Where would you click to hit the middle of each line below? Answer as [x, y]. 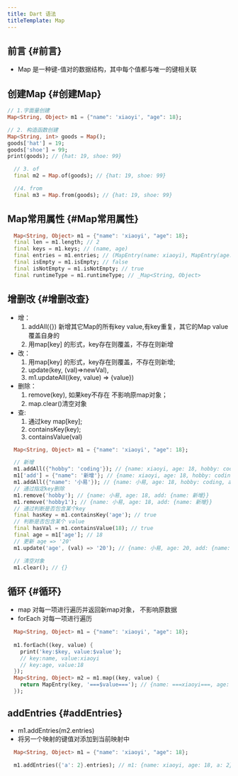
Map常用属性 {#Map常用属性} [73, 219]
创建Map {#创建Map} [55, 94]
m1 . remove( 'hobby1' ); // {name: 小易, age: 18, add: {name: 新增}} [113, 502]
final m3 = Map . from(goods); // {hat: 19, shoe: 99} [93, 195]
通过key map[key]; [55, 421]
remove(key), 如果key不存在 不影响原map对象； [98, 395]
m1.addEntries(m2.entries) [56, 730]
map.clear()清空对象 [57, 403]
